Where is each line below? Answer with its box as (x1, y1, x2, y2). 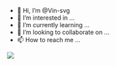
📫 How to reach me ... (16, 36, 81, 44)
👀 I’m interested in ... (16, 14, 75, 22)
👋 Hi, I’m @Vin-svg (16, 7, 70, 14)
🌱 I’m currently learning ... (16, 21, 90, 29)
